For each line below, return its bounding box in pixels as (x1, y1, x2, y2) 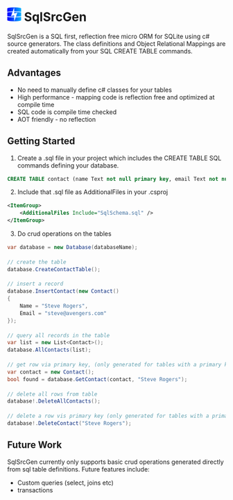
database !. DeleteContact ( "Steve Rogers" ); (7, 420, 132, 427)
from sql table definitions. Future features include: (7, 465, 150, 473)
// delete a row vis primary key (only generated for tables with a (7, 412, 209, 420)
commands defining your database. (17, 161, 119, 170)
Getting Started (7, 136, 76, 147)
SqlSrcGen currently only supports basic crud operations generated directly (7, 458, 224, 466)
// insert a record (7, 280, 64, 288)
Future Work (7, 439, 62, 451)
